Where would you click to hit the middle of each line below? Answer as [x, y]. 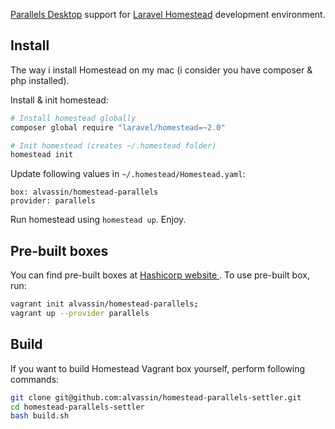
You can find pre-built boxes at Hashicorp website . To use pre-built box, [160, 275]
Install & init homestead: [59, 100]
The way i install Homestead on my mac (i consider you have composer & [161, 70]
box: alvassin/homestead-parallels [84, 192]
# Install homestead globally [73, 118]
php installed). [40, 80]
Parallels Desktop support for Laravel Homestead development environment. [168, 14]
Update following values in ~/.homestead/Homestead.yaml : [128, 174]
